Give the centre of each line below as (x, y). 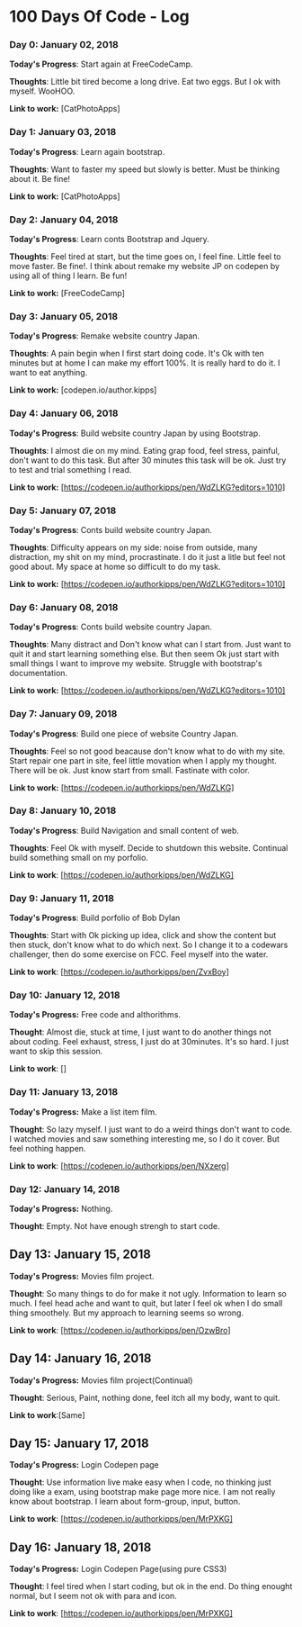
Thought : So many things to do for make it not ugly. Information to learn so (148, 1293)
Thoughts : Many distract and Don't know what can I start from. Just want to (151, 645)
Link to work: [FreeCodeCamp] (67, 294)
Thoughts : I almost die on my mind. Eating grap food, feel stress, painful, (145, 450)
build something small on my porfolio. (79, 857)
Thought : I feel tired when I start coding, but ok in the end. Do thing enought (151, 1586)
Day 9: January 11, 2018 (62, 898)
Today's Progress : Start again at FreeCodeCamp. (101, 64)
